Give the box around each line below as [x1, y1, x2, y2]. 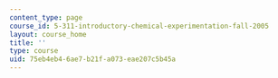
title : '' [9, 38, 47, 48]
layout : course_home [9, 30, 88, 39]
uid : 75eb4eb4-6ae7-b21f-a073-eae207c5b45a [9, 55, 177, 64]
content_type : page [9, 13, 83, 22]
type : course [9, 47, 59, 56]
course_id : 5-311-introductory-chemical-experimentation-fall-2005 [9, 22, 270, 30]
